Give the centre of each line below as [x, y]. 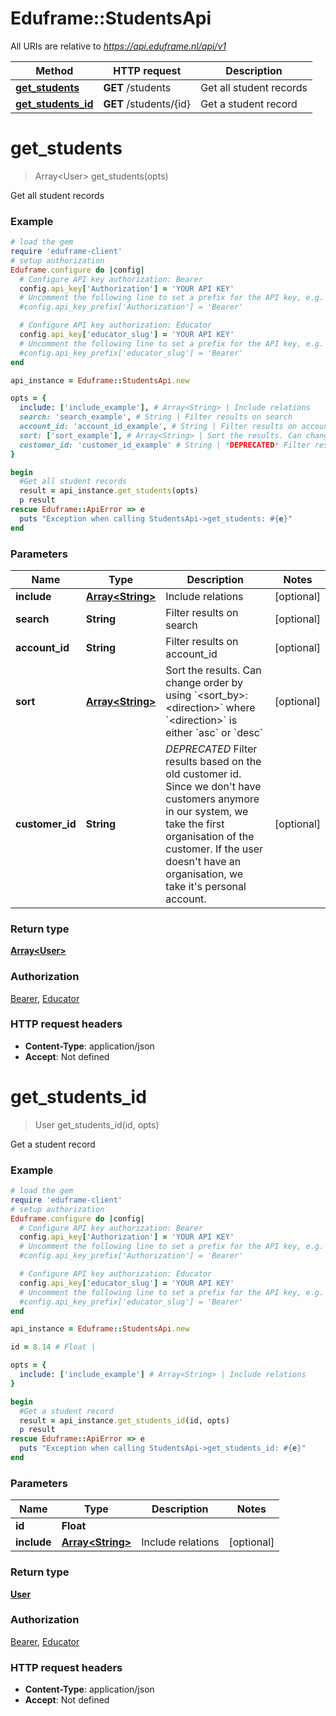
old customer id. [203, 774]
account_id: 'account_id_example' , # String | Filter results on [158, 427]
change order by [204, 682]
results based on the [213, 761]
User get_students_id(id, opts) [97, 1124]
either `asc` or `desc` [214, 732]
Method [54, 70]
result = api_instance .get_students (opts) [109, 491]
